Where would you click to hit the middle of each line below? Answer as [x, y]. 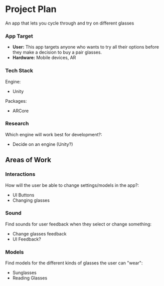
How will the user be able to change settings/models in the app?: [72, 185]
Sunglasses [24, 273]
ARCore [21, 111]
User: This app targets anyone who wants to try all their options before [86, 47]
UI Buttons [23, 195]
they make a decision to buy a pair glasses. [57, 52]
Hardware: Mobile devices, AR [44, 58]
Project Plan [31, 9]
